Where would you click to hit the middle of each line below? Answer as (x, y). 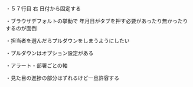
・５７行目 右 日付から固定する (43, 8)
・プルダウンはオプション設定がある (50, 53)
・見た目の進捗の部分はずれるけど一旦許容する (62, 78)
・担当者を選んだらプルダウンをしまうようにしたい (68, 41)
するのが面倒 (21, 28)
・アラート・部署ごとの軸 (37, 65)
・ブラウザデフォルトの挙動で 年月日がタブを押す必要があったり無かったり (97, 21)
